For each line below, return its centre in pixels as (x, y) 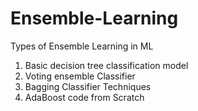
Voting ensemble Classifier (80, 76)
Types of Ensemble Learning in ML (82, 46)
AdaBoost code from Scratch (84, 97)
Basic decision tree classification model (106, 65)
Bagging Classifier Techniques (88, 86)
